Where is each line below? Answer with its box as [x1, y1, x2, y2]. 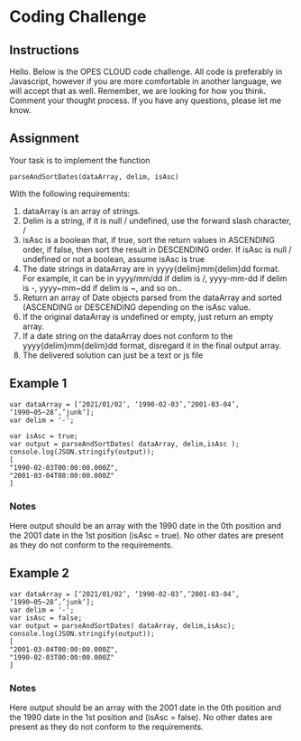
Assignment [9, 131, 79, 146]
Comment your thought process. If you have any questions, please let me [9, 95, 282, 106]
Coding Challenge [9, 6, 147, 27]
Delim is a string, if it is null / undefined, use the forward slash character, [22, 215, 292, 226]
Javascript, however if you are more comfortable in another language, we [9, 76, 282, 87]
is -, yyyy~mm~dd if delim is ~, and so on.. [22, 282, 182, 293]
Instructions [9, 42, 79, 58]
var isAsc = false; [9, 613, 83, 623]
